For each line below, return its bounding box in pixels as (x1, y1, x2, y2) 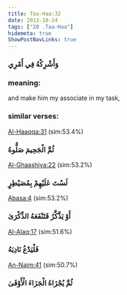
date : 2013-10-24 (8, 17, 58, 24)
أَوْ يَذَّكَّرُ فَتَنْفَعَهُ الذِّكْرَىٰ (8, 211, 71, 221)
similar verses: (8, 111, 59, 121)
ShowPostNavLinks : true (8, 36, 77, 43)
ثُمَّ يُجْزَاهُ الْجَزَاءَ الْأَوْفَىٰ (8, 278, 73, 287)
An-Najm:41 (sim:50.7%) (8, 260, 78, 269)
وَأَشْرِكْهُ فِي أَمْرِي (8, 59, 59, 69)
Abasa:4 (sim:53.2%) (8, 194, 69, 203)
